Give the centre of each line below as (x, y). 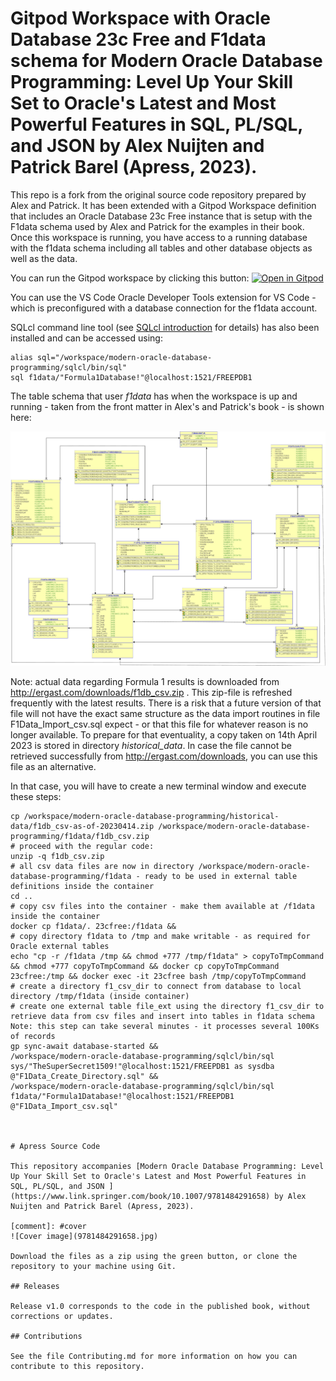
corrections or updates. (62, 1317)
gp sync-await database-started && (84, 1047)
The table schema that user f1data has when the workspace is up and (154, 396)
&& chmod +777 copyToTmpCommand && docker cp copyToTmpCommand (145, 967)
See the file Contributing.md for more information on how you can (154, 1357)
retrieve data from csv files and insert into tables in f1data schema (162, 1017)
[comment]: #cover (48, 1227)
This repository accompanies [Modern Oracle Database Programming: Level (167, 1167)
